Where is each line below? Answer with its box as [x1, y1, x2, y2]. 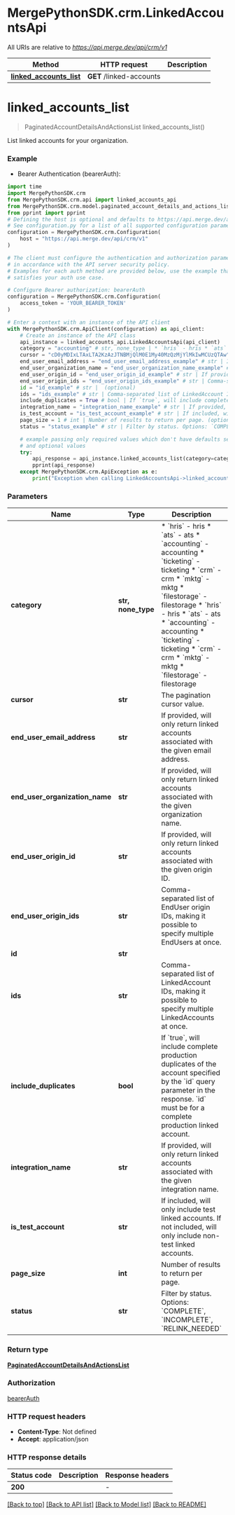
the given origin [161, 865, 213, 875]
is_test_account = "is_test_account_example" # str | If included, [20, 410, 220, 418]
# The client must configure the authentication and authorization [7, 254, 208, 261]
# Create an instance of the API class [20, 331, 136, 339]
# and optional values [20, 442, 86, 449]
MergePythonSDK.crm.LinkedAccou [7, 5, 225, 21]
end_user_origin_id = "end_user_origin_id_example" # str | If [20, 371, 208, 378]
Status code [10, 1470, 52, 1480]
